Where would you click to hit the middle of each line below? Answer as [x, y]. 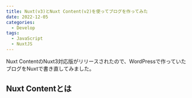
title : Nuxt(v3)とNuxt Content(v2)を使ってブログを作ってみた [77, 11]
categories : [20, 22]
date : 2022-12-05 [27, 17]
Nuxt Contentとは [39, 89]
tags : [13, 33]
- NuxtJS [22, 44]
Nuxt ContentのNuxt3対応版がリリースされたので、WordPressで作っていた [96, 61]
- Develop [23, 28]
